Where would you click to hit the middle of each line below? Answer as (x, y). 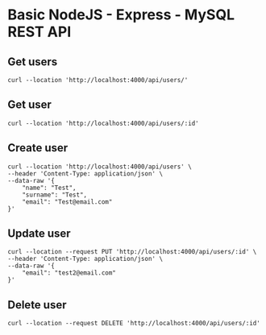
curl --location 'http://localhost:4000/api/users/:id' (103, 123)
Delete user (37, 305)
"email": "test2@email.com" (69, 273)
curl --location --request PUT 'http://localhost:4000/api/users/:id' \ (132, 252)
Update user (39, 234)
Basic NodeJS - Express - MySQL (121, 15)
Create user (38, 148)
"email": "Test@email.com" (67, 202)
